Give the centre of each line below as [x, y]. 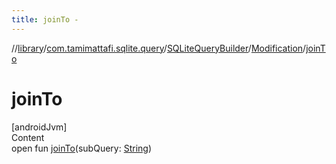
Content [28, 137]
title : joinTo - [45, 19]
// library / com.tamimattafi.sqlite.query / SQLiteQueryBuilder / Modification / [159, 48]
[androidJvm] [39, 127]
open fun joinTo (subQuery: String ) [81, 148]
